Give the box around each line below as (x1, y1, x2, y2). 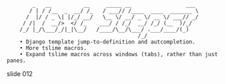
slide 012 (6, 70, 33, 78)
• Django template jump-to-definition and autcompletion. (19, 38, 196, 46)
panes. (6, 57, 26, 64)
